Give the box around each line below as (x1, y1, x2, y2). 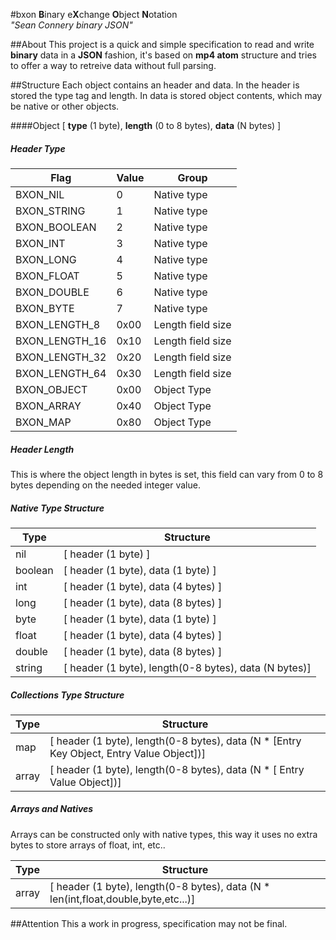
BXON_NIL (15, 187, 65, 201)
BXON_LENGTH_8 (15, 317, 101, 331)
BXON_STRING (15, 204, 86, 218)
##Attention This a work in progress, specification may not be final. (10, 917, 288, 929)
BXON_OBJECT (15, 382, 88, 396)
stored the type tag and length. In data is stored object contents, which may (10, 90, 323, 101)
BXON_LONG (15, 252, 77, 266)
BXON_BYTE (15, 301, 75, 315)
